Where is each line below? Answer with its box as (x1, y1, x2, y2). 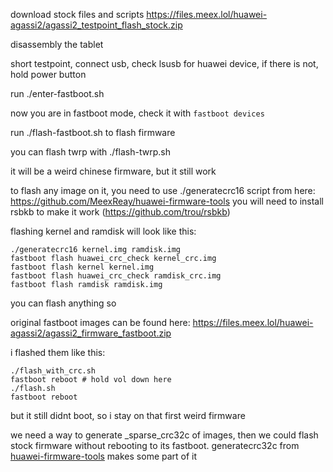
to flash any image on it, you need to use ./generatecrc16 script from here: (10, 185, 316, 196)
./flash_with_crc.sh (10, 366, 97, 376)
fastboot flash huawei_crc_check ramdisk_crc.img (10, 271, 222, 281)
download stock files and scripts (10, 9, 145, 20)
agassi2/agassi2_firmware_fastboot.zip (10, 327, 172, 339)
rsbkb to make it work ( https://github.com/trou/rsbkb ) (10, 206, 231, 218)
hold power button (10, 69, 87, 80)
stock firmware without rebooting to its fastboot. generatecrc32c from (10, 440, 300, 451)
